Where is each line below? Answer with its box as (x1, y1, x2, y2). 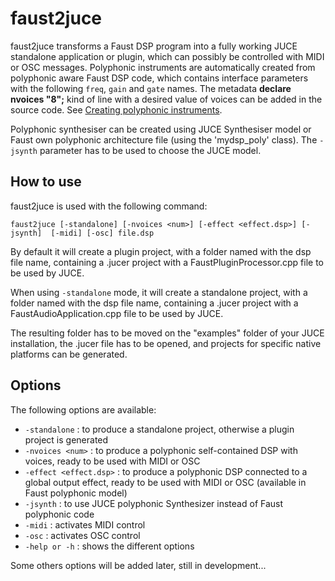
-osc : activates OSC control (24, 529, 141, 541)
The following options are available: (10, 403, 157, 416)
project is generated (24, 433, 109, 446)
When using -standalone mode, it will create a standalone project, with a (10, 286, 308, 298)
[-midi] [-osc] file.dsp (50, 228, 155, 238)
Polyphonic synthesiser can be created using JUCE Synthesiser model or (10, 123, 312, 135)
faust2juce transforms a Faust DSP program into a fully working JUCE (10, 40, 298, 52)
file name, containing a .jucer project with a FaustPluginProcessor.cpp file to (10, 256, 325, 268)
